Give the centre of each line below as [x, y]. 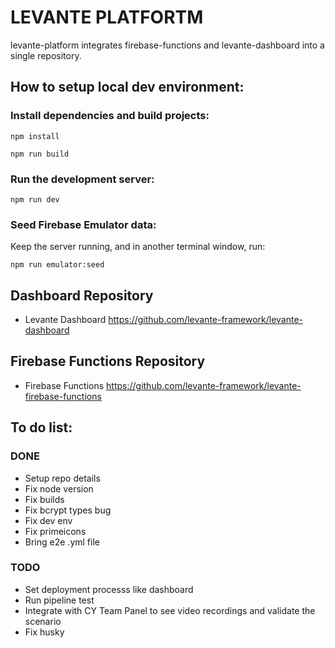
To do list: [41, 427]
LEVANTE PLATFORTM [107, 17]
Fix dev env [48, 520]
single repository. [46, 55]
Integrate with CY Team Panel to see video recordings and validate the [170, 610]
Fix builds [44, 499]
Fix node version [59, 488]
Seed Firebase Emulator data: [83, 224]
